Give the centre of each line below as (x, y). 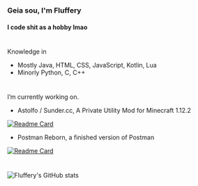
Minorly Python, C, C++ (51, 72)
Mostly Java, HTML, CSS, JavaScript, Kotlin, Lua (87, 65)
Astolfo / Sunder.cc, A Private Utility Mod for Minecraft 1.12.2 (104, 110)
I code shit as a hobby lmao (47, 27)
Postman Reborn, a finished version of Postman (86, 137)
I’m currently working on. (43, 97)
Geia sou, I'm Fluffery (44, 10)
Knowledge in (27, 52)
